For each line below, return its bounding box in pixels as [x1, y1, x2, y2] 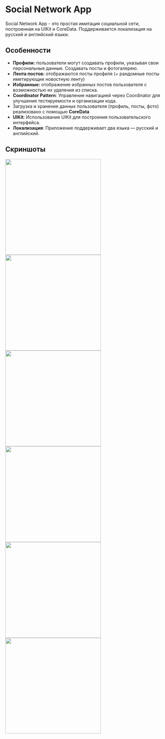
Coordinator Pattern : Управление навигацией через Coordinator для [12, 92, 160, 98]
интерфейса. [12, 119, 41, 126]
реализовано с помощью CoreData [12, 108, 90, 114]
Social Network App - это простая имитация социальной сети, [5, 20, 140, 27]
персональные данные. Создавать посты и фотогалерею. [12, 65, 139, 71]
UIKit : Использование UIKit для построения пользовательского [12, 114, 151, 120]
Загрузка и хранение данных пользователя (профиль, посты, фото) [12, 103, 159, 109]
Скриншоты [5, 145, 46, 154]
